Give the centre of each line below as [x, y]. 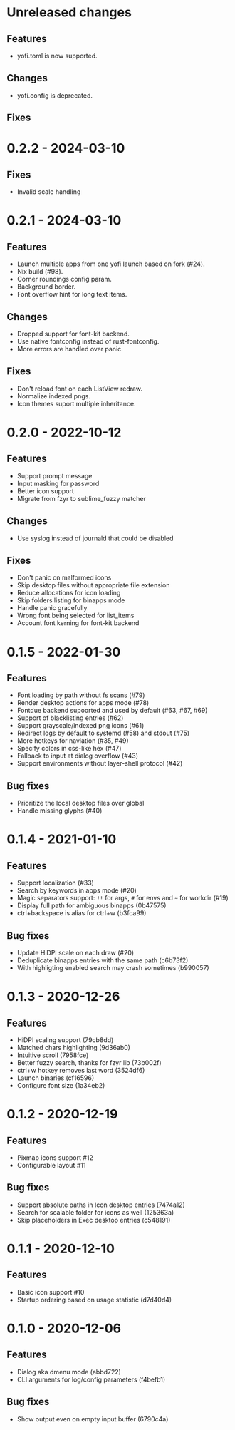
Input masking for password [58, 483]
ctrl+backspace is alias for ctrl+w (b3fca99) [82, 913]
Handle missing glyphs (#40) [59, 811]
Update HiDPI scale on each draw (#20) [75, 953]
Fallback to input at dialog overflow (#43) [78, 756]
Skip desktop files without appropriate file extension [93, 585]
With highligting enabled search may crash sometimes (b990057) [113, 968]
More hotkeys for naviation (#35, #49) [73, 741]
